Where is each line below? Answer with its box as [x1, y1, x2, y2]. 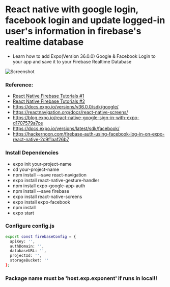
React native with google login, [5, 4, 139, 15]
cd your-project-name [12, 166, 60, 172]
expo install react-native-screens [12, 193, 82, 200]
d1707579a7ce [12, 120, 43, 126]
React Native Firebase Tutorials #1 [12, 93, 84, 99]
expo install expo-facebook [12, 198, 70, 205]
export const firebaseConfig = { [5, 234, 76, 239]
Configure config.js [5, 223, 55, 230]
